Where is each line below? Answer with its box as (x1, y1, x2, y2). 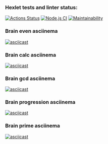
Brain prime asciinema (5, 122, 60, 129)
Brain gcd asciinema (5, 75, 55, 82)
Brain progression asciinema (5, 99, 76, 106)
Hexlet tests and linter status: (5, 4, 78, 11)
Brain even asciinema (5, 28, 58, 35)
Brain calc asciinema (5, 51, 56, 58)
